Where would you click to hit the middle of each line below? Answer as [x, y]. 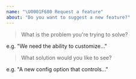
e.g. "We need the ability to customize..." [57, 46]
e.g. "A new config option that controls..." [57, 69]
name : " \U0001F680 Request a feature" [55, 12]
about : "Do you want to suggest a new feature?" [68, 17]
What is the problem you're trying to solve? [74, 34]
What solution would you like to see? [66, 57]
